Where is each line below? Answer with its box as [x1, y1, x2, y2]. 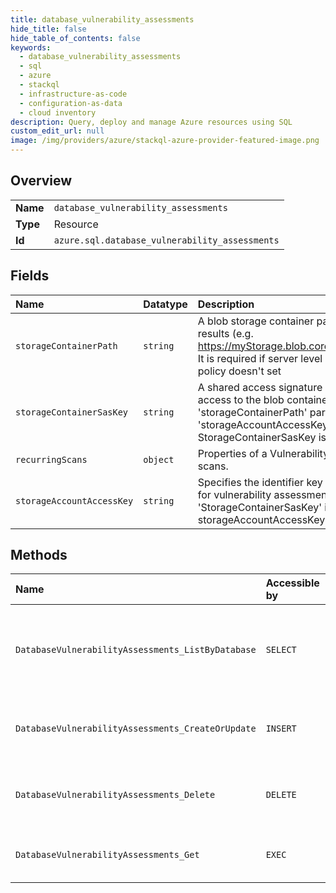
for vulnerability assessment [197, 487, 331, 501]
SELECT [265, 644, 297, 656]
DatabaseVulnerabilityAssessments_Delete [15, 789, 216, 801]
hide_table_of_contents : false [10, 33, 141, 43]
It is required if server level [197, 351, 323, 365]
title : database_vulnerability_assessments [10, 14, 195, 25]
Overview [10, 172, 73, 190]
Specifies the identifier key [197, 475, 323, 489]
